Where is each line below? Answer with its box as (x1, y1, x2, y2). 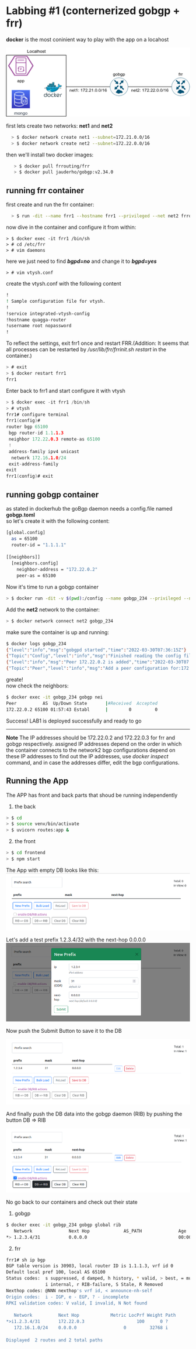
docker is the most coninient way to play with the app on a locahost (6, 36, 169, 43)
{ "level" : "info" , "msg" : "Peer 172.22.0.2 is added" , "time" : (6, 659, 153, 665)
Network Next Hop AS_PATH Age (13, 1228, 187, 1234)
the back (14, 803, 36, 810)
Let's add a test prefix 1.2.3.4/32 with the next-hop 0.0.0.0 (6, 936, 146, 943)
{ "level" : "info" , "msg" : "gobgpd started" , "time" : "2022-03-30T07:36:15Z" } (6, 647, 187, 653)
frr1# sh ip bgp (6, 1257, 45, 1263)
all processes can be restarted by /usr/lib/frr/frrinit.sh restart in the (6, 346, 166, 353)
